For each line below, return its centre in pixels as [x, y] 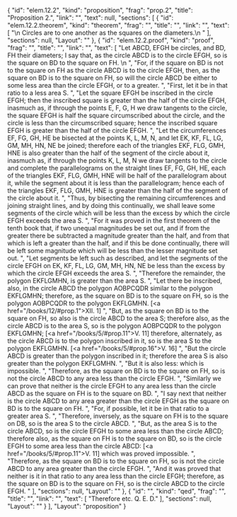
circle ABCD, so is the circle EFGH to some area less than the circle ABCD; [116, 431]
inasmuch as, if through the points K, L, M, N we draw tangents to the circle [117, 161]
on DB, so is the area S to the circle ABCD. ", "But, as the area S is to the [112, 423]
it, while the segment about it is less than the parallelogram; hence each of [116, 183]
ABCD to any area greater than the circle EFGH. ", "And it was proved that [114, 469]
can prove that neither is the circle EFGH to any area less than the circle [112, 386]
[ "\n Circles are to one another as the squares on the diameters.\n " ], [109, 33]
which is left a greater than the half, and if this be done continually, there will [118, 243]
